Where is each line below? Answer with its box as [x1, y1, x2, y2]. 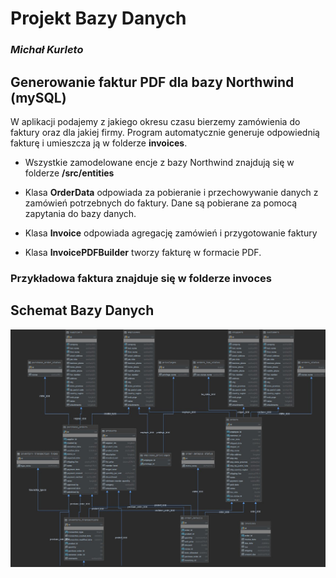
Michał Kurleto [10, 43, 84, 57]
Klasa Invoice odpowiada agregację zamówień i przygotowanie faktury [24, 227, 318, 239]
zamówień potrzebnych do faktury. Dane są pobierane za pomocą [24, 197, 298, 209]
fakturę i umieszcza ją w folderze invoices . [10, 137, 188, 149]
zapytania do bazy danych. [24, 207, 137, 219]
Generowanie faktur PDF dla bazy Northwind [10, 73, 295, 91]
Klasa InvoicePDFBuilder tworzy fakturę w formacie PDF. [24, 246, 262, 258]
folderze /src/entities [24, 167, 115, 179]
